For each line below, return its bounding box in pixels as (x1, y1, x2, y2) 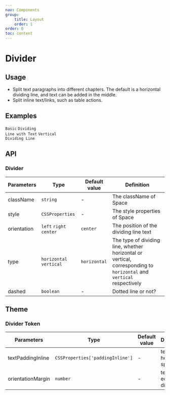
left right (41, 223, 66, 229)
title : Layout (14, 17, 44, 22)
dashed (8, 288, 26, 295)
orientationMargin (8, 375, 51, 382)
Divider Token (5, 320, 40, 327)
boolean (41, 288, 60, 294)
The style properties (112, 207, 160, 214)
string (41, 196, 57, 203)
